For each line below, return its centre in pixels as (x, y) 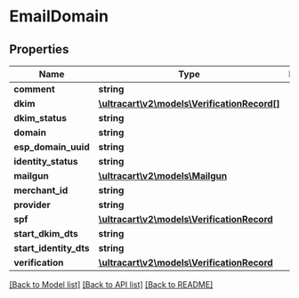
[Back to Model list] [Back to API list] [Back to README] (111, 285)
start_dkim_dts (46, 234)
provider (32, 205)
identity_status (46, 161)
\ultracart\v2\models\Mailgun (163, 176)
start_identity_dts (52, 248)
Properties (39, 49)
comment (34, 89)
